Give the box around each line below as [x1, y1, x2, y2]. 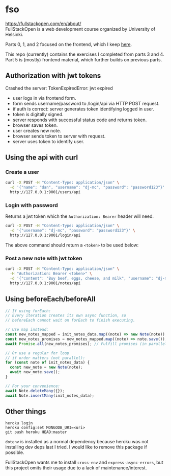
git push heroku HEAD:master [5, 429, 67, 435]
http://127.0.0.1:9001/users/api [10, 190, 81, 195]
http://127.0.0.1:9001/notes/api [10, 280, 81, 286]
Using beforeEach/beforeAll [5, 295, 96, 304]
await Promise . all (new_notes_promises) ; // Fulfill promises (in [5, 341, 147, 346]
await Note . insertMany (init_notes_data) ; [5, 393, 95, 398]
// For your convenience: [5, 383, 60, 389]
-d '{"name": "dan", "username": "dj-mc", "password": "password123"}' [10, 185, 165, 190]
